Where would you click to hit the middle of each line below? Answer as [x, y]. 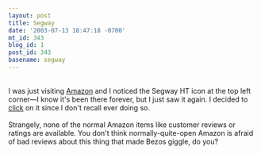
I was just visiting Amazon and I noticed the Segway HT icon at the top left [130, 90]
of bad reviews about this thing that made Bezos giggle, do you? [113, 141]
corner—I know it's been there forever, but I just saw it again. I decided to [128, 99]
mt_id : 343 [26, 38]
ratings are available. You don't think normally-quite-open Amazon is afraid [131, 133]
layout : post [30, 15]
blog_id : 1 [26, 45]
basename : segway [37, 60]
